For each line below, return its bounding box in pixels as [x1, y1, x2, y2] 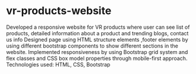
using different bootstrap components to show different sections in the [6, 42, 179, 49]
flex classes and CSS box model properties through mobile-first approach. [6, 55, 188, 62]
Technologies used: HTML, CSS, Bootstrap [6, 60, 111, 68]
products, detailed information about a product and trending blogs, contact [6, 29, 189, 36]
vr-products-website [6, 4, 111, 18]
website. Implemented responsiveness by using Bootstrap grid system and [6, 48, 188, 55]
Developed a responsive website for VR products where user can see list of [6, 23, 190, 31]
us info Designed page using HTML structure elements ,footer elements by [6, 36, 188, 43]
